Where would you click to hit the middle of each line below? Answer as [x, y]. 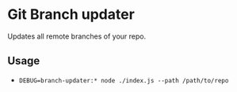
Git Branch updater [71, 15]
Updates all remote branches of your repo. [77, 36]
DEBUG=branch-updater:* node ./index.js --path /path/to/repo [124, 80]
